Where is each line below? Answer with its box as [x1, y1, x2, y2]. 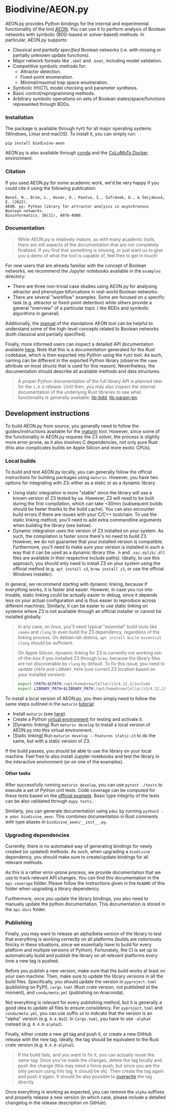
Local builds [5, 457, 36, 464]
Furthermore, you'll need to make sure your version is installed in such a [12, 543, 164, 550]
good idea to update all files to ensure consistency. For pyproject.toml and [5, 1005, 163, 1011]
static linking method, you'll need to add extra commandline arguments [12, 516, 162, 523]
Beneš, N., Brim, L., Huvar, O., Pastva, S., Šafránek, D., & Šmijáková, [5, 195, 165, 200]
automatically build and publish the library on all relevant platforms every [5, 953, 158, 959]
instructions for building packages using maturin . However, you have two [5, 474, 159, 480]
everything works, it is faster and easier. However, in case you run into [5, 586, 153, 593]
